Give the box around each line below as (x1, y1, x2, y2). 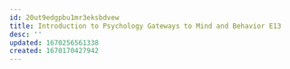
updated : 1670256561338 (9, 38, 100, 47)
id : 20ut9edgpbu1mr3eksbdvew (9, 13, 120, 22)
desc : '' (9, 30, 43, 39)
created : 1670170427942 (9, 47, 100, 56)
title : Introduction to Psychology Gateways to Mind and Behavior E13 (9, 22, 282, 30)
